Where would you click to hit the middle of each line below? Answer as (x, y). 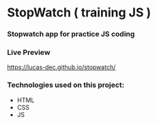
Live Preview (29, 53)
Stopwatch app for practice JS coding (71, 34)
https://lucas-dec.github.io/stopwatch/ (61, 67)
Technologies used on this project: (66, 85)
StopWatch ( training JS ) (79, 13)
